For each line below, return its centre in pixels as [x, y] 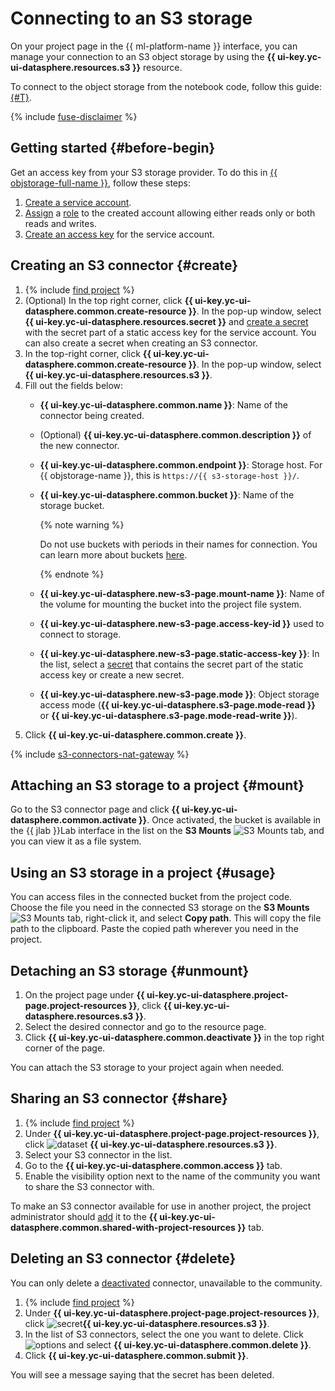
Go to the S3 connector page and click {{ [95, 809]
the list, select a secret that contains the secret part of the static [171, 664]
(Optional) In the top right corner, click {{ [108, 300]
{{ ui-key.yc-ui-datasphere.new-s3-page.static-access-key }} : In [179, 653]
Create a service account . [78, 202]
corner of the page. [65, 1048]
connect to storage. [80, 634]
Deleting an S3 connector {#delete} [123, 1258]
